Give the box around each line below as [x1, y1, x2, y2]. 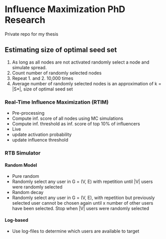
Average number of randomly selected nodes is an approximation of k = [12, 80, 162, 86]
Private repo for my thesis [5, 31, 59, 37]
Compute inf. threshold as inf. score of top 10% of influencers [12, 121, 140, 127]
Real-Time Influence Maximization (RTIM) [5, 99, 109, 106]
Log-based [5, 217, 28, 223]
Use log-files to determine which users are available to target [12, 228, 140, 234]
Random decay [12, 189, 44, 196]
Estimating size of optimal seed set [5, 45, 117, 54]
